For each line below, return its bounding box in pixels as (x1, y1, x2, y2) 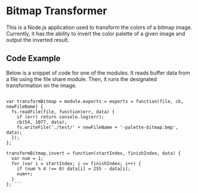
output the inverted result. (6, 36, 70, 43)
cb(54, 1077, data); (17, 119, 67, 125)
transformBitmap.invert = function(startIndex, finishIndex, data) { (6, 150, 181, 156)
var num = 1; (11, 155, 44, 161)
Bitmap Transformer (6, 4, 108, 18)
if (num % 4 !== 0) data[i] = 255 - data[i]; (17, 166, 131, 172)
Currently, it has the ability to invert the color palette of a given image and (6, 30, 186, 37)
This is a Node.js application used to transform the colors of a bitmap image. (6, 24, 193, 31)
